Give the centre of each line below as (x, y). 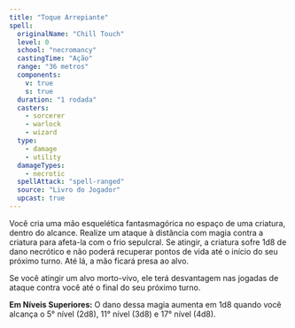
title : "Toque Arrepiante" (59, 17)
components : (39, 75)
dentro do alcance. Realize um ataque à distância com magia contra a (136, 233)
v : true (39, 83)
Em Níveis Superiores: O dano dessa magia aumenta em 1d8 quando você (145, 304)
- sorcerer (45, 116)
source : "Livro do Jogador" (69, 190)
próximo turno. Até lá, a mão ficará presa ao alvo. (99, 261)
